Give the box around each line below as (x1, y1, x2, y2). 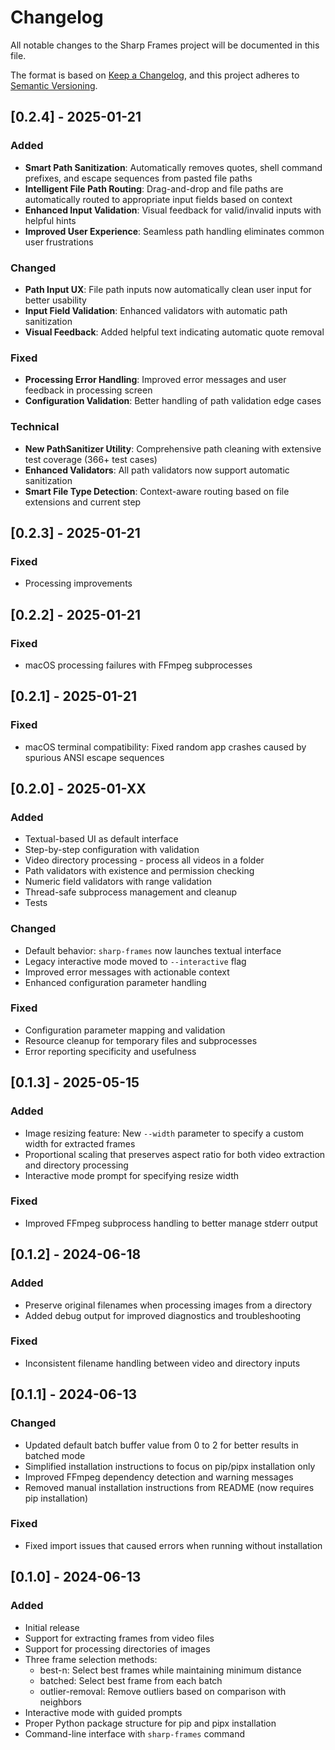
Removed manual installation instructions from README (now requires (24, 1481, 315, 1493)
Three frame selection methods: (24, 1653, 158, 1665)
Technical (10, 420, 60, 434)
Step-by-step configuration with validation (24, 844, 200, 856)
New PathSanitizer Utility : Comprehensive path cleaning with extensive (24, 442, 322, 455)
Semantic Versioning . (10, 79, 98, 91)
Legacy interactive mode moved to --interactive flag (24, 955, 247, 967)
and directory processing (24, 1159, 129, 1171)
